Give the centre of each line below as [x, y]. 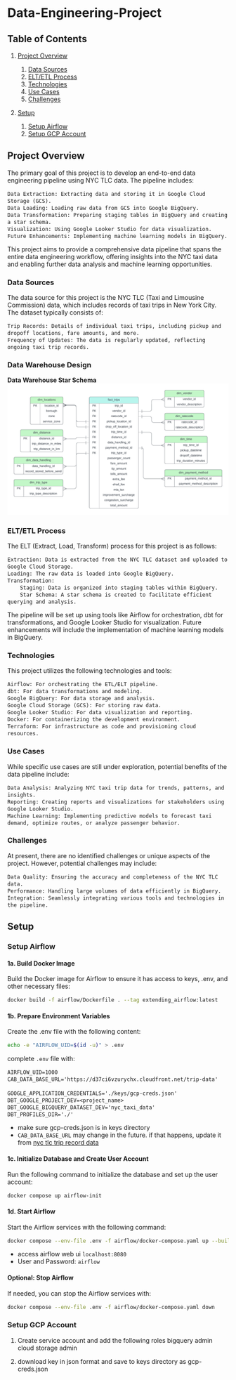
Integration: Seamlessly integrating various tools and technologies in [116, 898]
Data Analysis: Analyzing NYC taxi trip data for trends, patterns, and [116, 788]
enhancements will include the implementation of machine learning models [116, 629]
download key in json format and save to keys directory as [102, 1361]
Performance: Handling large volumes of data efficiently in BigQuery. [114, 891]
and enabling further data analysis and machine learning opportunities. [110, 264]
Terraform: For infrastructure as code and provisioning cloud [102, 727]
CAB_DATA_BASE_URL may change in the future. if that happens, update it [119, 1135]
